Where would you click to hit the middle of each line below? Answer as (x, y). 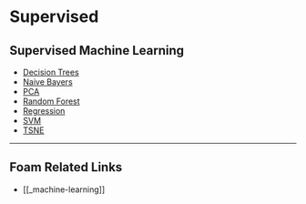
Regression (44, 111)
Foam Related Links (66, 167)
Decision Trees (51, 72)
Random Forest (51, 101)
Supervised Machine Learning (97, 51)
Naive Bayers (47, 82)
